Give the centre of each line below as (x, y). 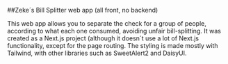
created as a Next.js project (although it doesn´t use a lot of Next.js (103, 38)
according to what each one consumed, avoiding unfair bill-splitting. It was (114, 31)
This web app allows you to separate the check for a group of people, (107, 23)
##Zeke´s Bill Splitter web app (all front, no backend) (83, 10)
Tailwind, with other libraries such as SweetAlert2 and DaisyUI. (97, 53)
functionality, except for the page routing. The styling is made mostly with (113, 46)
